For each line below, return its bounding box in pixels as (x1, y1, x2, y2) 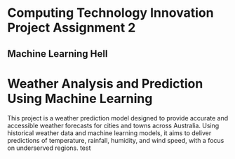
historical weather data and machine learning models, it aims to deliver (7, 128, 212, 137)
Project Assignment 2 (7, 20, 136, 36)
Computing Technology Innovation (7, 5, 214, 21)
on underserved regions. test (7, 144, 91, 152)
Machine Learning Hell (7, 48, 108, 60)
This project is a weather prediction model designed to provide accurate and (7, 113, 229, 122)
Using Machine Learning (7, 90, 153, 106)
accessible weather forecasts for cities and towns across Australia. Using (7, 121, 220, 130)
